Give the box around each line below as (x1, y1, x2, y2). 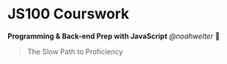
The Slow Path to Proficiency (26, 46, 124, 56)
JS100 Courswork (7, 5, 130, 23)
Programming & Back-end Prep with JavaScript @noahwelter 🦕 (7, 31, 221, 41)
